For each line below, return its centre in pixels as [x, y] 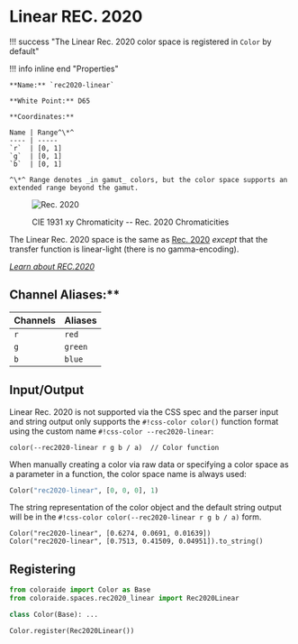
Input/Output [47, 390]
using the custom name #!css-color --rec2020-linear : [112, 431]
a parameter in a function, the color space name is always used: [128, 474]
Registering [43, 569]
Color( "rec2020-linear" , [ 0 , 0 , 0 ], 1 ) [84, 490]
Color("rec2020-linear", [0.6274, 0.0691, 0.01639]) [110, 534]
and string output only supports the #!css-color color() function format [144, 421]
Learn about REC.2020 [52, 266]
